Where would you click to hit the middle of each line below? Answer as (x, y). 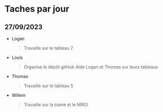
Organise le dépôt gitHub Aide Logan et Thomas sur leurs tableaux (91, 67)
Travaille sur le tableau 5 (49, 86)
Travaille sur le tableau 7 (48, 48)
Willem (19, 95)
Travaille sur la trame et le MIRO (56, 105)
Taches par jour (37, 9)
